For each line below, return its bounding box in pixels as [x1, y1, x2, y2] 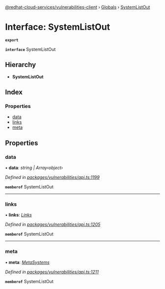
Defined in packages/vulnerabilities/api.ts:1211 [5, 269, 99, 275]
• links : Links [5, 212, 32, 218]
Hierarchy [5, 61, 36, 69]
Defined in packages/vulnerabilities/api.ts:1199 [5, 175, 100, 181]
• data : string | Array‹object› [5, 165, 63, 171]
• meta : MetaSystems [5, 259, 50, 265]
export [5, 37, 19, 42]
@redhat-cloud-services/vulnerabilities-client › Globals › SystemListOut [5, 4, 150, 10]
